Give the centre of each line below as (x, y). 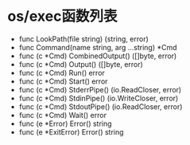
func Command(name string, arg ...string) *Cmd (98, 47)
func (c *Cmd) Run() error (62, 72)
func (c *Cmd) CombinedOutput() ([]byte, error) (98, 56)
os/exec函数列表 (62, 16)
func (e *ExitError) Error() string (71, 131)
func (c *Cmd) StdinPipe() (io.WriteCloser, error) (99, 98)
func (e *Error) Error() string (65, 123)
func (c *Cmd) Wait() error (62, 115)
